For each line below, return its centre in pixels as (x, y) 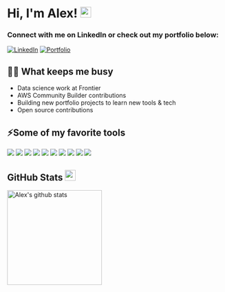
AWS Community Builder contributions (72, 96)
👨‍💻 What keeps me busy (60, 71)
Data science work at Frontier (59, 88)
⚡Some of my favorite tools (66, 133)
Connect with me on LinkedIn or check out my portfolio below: (113, 35)
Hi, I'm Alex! (42, 13)
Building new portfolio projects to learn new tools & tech (97, 103)
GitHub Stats (35, 177)
